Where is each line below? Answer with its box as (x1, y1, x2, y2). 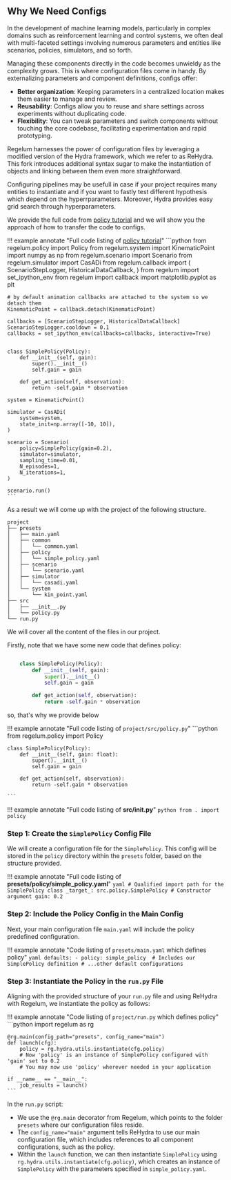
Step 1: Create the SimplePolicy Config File (7, 828, 152, 838)
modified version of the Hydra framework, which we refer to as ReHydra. (7, 152, 214, 160)
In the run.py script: (7, 1100, 63, 1108)
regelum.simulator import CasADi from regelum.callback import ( (7, 258, 191, 267)
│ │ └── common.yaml (7, 542, 79, 550)
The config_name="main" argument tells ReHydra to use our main (17, 1127, 200, 1136)
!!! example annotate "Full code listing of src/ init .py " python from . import (7, 806, 220, 814)
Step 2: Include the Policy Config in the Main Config (7, 909, 184, 919)
